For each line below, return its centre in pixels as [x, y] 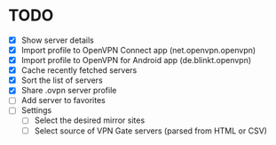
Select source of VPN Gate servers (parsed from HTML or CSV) [151, 131]
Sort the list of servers [62, 80]
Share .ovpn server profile [69, 91]
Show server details [57, 40]
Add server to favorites [63, 101]
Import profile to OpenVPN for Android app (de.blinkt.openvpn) [136, 60]
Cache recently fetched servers [79, 70]
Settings [36, 110]
